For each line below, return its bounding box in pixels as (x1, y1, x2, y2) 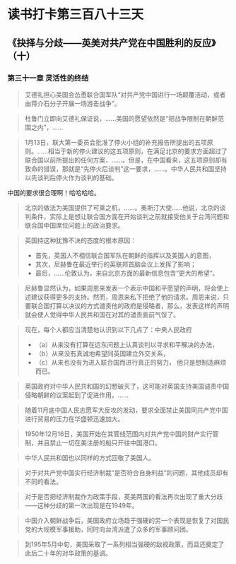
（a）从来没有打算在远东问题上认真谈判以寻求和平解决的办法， (35, 340, 219, 348)
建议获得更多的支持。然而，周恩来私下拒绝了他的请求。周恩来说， (30, 293, 223, 301)
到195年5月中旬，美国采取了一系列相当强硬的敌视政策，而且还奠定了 (24, 540, 225, 548)
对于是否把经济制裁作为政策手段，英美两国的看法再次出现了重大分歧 (24, 492, 223, 500)
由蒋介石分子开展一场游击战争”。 (24, 99, 121, 107)
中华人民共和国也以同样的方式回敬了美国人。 (24, 453, 155, 462)
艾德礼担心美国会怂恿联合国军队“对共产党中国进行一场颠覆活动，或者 (24, 90, 226, 99)
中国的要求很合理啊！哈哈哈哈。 (7, 188, 100, 196)
